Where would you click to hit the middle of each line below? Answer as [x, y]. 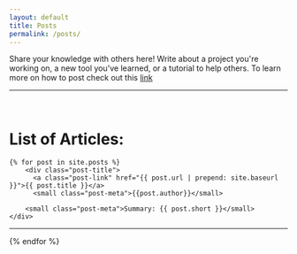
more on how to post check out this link [81, 78]
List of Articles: [67, 139]
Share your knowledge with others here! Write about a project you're [134, 59]
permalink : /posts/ [45, 34]
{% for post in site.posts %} [65, 163]
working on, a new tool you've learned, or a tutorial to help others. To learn [145, 68]
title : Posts [33, 26]
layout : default [39, 17]
